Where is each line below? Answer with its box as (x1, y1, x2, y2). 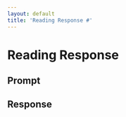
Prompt (7, 75, 41, 87)
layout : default (7, 10, 55, 18)
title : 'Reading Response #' (7, 17, 93, 24)
